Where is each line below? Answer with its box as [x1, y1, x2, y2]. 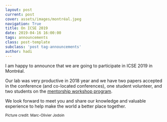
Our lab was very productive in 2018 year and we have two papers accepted [5, 78, 162, 84]
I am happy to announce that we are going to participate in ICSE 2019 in [5, 63, 153, 69]
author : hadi [5, 49, 32, 54]
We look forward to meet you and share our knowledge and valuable [5, 98, 146, 104]
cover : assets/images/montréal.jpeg [5, 16, 81, 21]
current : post [5, 12, 35, 17]
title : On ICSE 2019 [5, 26, 48, 31]
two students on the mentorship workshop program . [5, 88, 112, 94]
